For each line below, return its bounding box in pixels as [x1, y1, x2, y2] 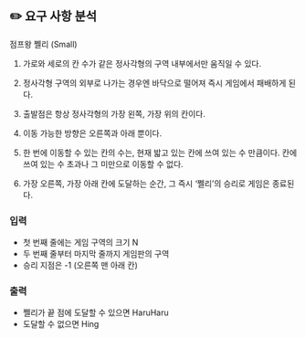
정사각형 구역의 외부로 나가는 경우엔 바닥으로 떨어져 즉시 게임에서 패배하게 [22, 77, 287, 89]
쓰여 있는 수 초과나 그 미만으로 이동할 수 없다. [22, 158, 185, 169]
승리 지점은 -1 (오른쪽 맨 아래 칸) [22, 259, 139, 271]
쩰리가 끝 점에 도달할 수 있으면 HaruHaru [22, 307, 169, 318]
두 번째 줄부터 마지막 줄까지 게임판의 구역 [22, 248, 170, 259]
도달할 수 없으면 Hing [22, 319, 100, 330]
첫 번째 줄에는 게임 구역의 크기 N [22, 237, 139, 248]
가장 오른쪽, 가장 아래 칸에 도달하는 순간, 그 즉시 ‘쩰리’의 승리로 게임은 [22, 177, 270, 189]
